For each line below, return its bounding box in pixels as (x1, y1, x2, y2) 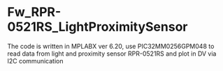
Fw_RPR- (7, 4, 62, 20)
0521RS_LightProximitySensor (7, 19, 188, 35)
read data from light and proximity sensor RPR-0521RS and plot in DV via (7, 49, 217, 58)
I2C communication (7, 56, 64, 65)
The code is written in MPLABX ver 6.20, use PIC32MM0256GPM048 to (7, 42, 215, 50)
